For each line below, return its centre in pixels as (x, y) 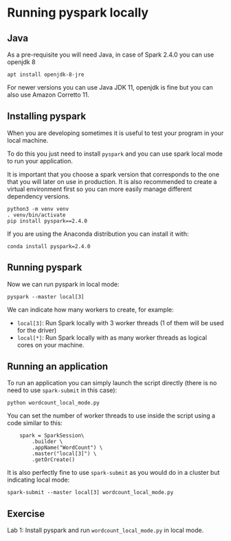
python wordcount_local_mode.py (53, 403)
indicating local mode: (38, 480)
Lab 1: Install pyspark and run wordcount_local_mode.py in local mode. (106, 530)
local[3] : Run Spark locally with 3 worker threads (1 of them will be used (120, 323)
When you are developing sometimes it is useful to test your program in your (115, 133)
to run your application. (40, 161)
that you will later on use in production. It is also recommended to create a (112, 181)
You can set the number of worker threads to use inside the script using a (111, 416)
